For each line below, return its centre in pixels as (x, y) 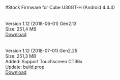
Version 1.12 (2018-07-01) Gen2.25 (41, 51)
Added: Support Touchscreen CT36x (44, 61)
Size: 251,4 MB (21, 29)
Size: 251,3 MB (21, 56)
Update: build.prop (25, 67)
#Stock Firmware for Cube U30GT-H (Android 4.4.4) (60, 7)
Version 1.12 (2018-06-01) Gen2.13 (41, 23)
